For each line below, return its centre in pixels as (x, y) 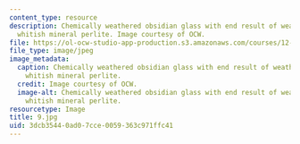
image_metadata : (39, 59)
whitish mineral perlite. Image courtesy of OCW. (111, 34)
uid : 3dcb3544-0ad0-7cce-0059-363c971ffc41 (92, 126)
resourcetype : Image (48, 109)
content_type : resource (54, 17)
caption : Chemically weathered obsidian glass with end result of (143, 68)
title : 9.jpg (33, 117)
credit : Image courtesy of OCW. (78, 84)
